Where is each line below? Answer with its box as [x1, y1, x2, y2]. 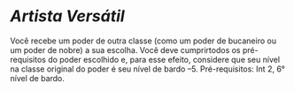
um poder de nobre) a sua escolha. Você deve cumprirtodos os [10, 44, 242, 55]
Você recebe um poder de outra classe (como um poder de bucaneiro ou [10, 35, 277, 46]
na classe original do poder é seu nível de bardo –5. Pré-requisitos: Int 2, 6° [10, 64, 286, 74]
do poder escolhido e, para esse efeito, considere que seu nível [48, 54, 281, 64]
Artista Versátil [10, 6, 125, 27]
